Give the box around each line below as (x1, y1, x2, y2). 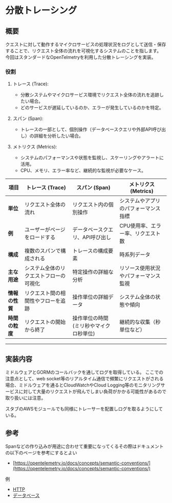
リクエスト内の (72, 201, 109, 208)
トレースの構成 (72, 247, 109, 255)
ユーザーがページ (24, 226, 66, 234)
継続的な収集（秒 (119, 319, 161, 326)
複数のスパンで (24, 247, 61, 255)
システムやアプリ (119, 197, 161, 204)
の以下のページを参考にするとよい (5, 450, 77, 456)
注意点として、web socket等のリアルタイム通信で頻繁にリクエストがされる (5, 376, 164, 382)
